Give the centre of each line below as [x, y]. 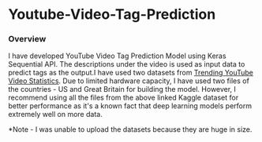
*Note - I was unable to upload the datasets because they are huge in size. [130, 129]
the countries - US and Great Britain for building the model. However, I [122, 89]
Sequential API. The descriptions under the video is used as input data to [127, 64]
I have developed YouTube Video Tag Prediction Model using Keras [117, 56]
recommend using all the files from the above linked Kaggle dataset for [124, 98]
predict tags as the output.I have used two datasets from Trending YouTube [131, 73]
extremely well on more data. [55, 115]
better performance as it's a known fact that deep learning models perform [130, 106]
